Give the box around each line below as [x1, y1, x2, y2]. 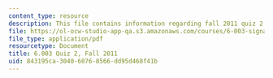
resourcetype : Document [8, 42, 89, 50]
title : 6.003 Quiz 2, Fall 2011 [8, 50, 118, 58]
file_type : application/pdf [8, 34, 104, 43]
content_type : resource [8, 11, 89, 20]
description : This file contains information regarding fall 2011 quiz [8, 19, 256, 28]
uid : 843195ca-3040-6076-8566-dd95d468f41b [8, 58, 158, 66]
